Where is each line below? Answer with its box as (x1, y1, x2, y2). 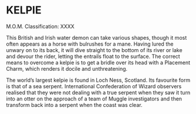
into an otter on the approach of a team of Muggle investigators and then (6, 95, 183, 102)
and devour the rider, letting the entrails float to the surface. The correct (6, 53, 180, 60)
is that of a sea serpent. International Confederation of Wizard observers (6, 82, 182, 89)
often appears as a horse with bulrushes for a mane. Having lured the (6, 40, 174, 47)
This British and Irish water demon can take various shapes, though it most (6, 34, 187, 41)
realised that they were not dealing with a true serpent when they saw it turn (6, 89, 191, 96)
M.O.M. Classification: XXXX (6, 23, 75, 30)
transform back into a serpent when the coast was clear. (6, 101, 143, 108)
